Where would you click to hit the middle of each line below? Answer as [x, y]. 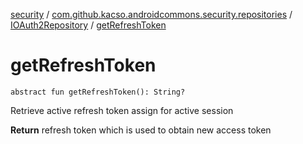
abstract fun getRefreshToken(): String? [98, 92]
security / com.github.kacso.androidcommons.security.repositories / [151, 14]
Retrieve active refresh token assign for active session [122, 110]
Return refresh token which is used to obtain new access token [141, 130]
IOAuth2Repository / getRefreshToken [88, 25]
